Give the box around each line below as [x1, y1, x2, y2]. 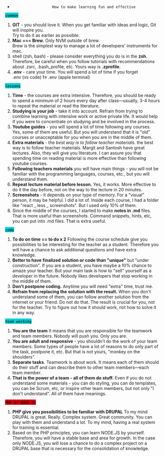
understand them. [12, 176, 49, 182]
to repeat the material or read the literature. [12, 103, 100, 108]
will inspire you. [12, 27, 44, 33]
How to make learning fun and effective [52, 4, 136, 9]
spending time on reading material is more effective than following [12, 155, 146, 161]
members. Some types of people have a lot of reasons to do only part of [12, 344, 159, 349]
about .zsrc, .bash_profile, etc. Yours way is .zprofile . [12, 64, 121, 70]
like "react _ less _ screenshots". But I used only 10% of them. [12, 203, 137, 208]
